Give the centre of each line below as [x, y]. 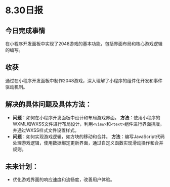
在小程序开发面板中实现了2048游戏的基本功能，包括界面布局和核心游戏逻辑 [84, 44]
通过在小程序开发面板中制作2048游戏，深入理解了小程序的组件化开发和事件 [84, 80]
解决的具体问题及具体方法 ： [49, 104]
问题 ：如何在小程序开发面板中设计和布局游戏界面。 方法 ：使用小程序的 [86, 117]
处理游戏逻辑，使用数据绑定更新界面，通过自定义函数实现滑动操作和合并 [88, 143]
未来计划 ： [22, 167]
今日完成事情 [25, 31]
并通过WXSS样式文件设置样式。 [46, 130]
